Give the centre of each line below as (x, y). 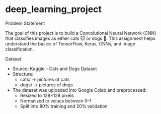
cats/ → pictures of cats (45, 79)
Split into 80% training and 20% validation (64, 106)
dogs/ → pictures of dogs (46, 85)
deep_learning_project (54, 9)
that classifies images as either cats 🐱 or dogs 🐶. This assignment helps (80, 38)
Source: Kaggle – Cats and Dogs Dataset (55, 69)
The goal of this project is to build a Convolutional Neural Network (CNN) (81, 33)
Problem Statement (25, 23)
